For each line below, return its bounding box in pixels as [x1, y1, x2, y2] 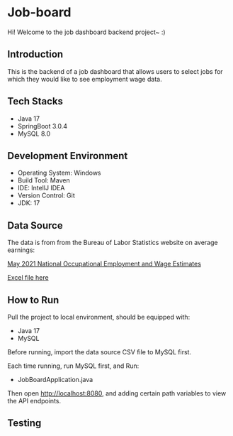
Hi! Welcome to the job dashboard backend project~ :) [7, 28, 166, 36]
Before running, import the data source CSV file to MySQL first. [7, 348, 192, 356]
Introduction [7, 48, 64, 60]
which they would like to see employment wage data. [7, 75, 162, 83]
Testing [7, 417, 42, 430]
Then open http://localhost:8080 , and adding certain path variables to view [7, 389, 227, 398]
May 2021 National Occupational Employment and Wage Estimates [7, 260, 202, 268]
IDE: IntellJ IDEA [17, 184, 65, 192]
